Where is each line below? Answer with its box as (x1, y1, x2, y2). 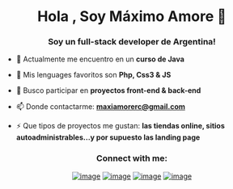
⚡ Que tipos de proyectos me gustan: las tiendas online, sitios (15, 121, 225, 131)
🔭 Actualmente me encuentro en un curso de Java (15, 54, 184, 64)
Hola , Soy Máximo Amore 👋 (37, 7, 227, 26)
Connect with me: (95, 153, 168, 164)
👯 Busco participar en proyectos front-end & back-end (15, 86, 201, 95)
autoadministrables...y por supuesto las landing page (15, 132, 201, 142)
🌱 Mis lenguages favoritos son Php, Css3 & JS (15, 70, 172, 80)
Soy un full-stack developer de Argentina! (48, 36, 216, 48)
